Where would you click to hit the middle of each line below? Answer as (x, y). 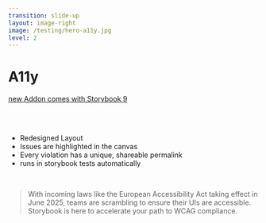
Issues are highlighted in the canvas (79, 147)
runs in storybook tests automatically (80, 163)
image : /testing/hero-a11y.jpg (60, 30)
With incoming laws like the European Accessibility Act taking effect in (143, 194)
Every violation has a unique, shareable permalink (101, 155)
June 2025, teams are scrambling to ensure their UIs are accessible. (139, 202)
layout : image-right (42, 23)
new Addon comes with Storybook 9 (68, 99)
